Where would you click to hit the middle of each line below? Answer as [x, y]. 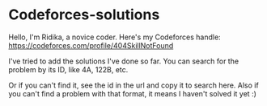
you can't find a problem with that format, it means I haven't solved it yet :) [133, 93]
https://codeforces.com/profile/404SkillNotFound [91, 45]
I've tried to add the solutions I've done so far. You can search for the [124, 61]
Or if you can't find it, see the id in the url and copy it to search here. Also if [133, 85]
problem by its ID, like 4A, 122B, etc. [68, 69]
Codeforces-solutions [84, 15]
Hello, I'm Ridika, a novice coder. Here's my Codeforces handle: [114, 37]
